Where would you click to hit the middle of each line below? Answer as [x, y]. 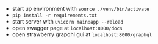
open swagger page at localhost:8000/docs [67, 28]
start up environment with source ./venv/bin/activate [81, 9]
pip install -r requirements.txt [55, 16]
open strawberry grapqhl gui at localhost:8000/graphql [82, 34]
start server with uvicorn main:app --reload [68, 21]
